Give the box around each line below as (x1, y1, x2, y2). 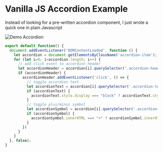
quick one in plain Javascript (5, 24, 63, 30)
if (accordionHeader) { (17, 70, 66, 76)
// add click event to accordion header (17, 62, 101, 67)
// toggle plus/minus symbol (26, 102, 86, 107)
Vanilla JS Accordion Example (5, 3, 128, 15)
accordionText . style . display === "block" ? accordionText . (31, 93, 153, 98)
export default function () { (5, 43, 64, 48)
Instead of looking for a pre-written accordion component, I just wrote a (5, 19, 148, 25)
